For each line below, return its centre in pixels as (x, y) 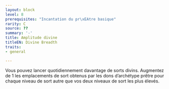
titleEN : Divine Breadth (31, 42)
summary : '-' (19, 33)
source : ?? (17, 28)
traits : (13, 47)
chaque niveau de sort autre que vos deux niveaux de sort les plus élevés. (82, 81)
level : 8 (14, 14)
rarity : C (16, 24)
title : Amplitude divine (31, 38)
